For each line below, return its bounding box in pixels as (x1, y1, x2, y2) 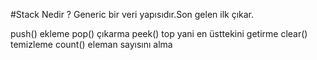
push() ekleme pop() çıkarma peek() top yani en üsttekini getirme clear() (10, 28, 308, 39)
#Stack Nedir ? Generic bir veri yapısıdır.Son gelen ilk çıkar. (10, 9, 255, 20)
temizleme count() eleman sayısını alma (10, 39, 173, 50)
